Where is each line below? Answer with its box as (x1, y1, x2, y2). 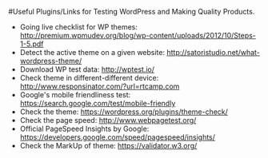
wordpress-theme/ (19, 56, 82, 65)
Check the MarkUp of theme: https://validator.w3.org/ (19, 141, 198, 150)
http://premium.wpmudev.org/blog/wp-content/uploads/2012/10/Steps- (19, 31, 256, 40)
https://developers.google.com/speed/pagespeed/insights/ (19, 132, 216, 142)
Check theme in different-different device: (19, 73, 159, 82)
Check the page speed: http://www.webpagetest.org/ (19, 116, 197, 124)
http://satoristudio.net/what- (166, 48, 260, 57)
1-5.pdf (19, 39, 44, 49)
